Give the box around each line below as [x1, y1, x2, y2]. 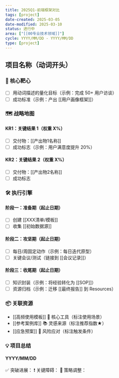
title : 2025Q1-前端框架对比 [5, 7, 60, 13]
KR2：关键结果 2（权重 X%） [5, 156, 67, 163]
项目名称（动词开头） [5, 61, 72, 69]
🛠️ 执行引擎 [5, 190, 33, 197]
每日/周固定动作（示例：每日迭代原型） [12, 248, 95, 254]
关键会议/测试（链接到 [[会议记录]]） [12, 254, 89, 260]
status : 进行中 [5, 26, 35, 32]
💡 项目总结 [5, 342, 31, 349]
